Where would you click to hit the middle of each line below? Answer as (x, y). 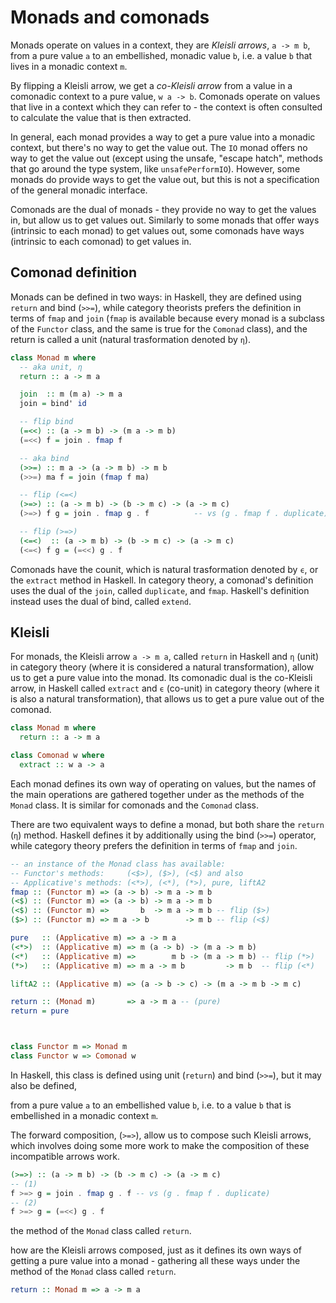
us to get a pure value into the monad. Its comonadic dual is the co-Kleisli (161, 678)
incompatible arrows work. (65, 1156)
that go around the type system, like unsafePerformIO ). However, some (155, 168)
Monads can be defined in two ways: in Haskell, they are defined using (156, 297)
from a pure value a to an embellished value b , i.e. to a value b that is (151, 1105)
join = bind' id (53, 404)
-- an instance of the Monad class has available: (118, 864)
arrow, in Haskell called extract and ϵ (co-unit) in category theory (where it (165, 688)
